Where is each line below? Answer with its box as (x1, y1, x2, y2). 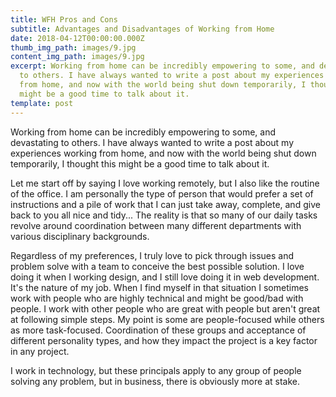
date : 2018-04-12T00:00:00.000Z (10, 33, 145, 43)
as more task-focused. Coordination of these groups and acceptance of (10, 324, 307, 336)
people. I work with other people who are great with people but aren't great (10, 302, 321, 315)
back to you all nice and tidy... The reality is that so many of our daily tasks (10, 209, 318, 221)
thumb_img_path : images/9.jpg (10, 42, 137, 53)
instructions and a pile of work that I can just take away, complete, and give (10, 198, 321, 210)
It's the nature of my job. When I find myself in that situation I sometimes (10, 281, 309, 293)
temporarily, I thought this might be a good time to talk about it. (10, 157, 270, 170)
